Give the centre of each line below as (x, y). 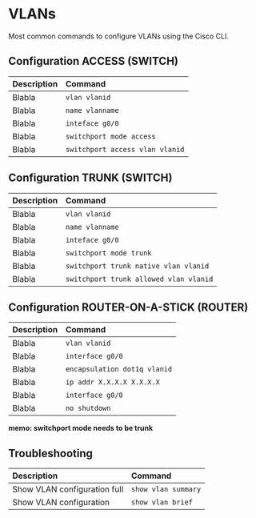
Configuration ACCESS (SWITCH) (93, 61)
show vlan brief (162, 502)
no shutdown (88, 408)
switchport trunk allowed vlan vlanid (139, 279)
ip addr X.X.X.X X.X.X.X (112, 382)
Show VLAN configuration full (68, 489)
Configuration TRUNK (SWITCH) (90, 178)
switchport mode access (110, 136)
